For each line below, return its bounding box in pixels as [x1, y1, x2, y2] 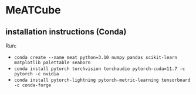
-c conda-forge [13, 82, 52, 88]
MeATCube [5, 4, 61, 17]
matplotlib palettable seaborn [13, 60, 91, 65]
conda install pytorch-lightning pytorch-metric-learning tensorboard [13, 77, 191, 83]
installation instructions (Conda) [5, 27, 127, 37]
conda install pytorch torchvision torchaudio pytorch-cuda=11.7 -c [13, 66, 185, 72]
